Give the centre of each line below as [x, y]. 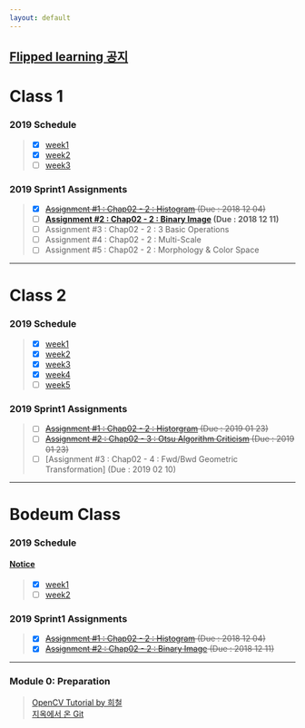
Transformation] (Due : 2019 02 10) [111, 469]
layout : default [40, 18]
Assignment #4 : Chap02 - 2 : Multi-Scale [123, 240]
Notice [22, 565]
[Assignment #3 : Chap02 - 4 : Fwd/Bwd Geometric [142, 458]
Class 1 [36, 97]
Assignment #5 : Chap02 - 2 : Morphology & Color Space [152, 250]
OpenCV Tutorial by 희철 [77, 702]
